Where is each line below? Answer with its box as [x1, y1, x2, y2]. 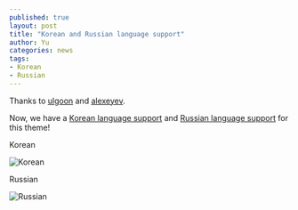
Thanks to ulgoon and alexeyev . [9, 95, 126, 106]
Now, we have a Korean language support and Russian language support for [9, 112, 289, 123]
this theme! [9, 122, 51, 133]
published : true [9, 12, 69, 22]
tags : [9, 54, 29, 63]
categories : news [9, 46, 74, 55]
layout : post [9, 21, 58, 30]
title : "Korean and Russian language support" [9, 29, 185, 38]
